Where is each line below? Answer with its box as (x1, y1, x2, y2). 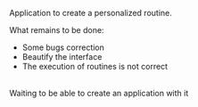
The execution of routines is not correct (21, 62, 168, 71)
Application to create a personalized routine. (9, 8, 172, 18)
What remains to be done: (9, 25, 104, 35)
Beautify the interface (21, 52, 103, 62)
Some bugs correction (21, 42, 105, 53)
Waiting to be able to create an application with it (9, 88, 189, 98)
